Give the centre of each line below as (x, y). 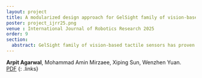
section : (17, 40)
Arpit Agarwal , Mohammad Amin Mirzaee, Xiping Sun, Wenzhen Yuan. (94, 62)
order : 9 (17, 34)
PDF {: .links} (23, 68)
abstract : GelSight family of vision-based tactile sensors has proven (103, 46)
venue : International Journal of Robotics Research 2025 (80, 28)
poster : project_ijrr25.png (41, 23)
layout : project (26, 12)
